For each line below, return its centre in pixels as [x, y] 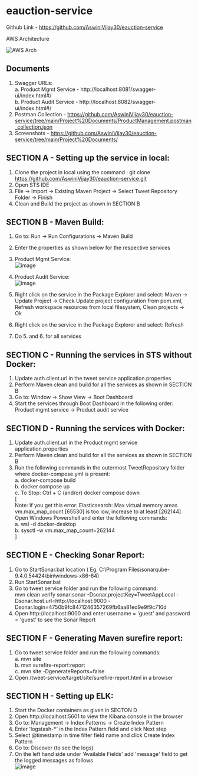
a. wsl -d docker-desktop [45, 524]
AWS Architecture [28, 38]
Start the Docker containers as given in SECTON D [76, 710]
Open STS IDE [32, 185]
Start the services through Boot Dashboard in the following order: [94, 403]
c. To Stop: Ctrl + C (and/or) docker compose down [77, 493]
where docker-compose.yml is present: [62, 474]
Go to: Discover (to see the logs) [54, 748]
